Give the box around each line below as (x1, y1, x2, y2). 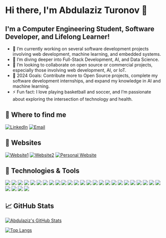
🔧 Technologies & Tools (5, 167, 80, 175)
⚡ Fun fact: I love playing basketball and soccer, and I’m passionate (12, 89, 151, 95)
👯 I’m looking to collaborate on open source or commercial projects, (12, 62, 153, 67)
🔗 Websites (5, 138, 42, 147)
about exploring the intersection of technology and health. (12, 96, 133, 102)
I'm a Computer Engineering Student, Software (5, 25, 154, 33)
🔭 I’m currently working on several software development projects (12, 46, 149, 52)
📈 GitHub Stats (5, 201, 54, 210)
